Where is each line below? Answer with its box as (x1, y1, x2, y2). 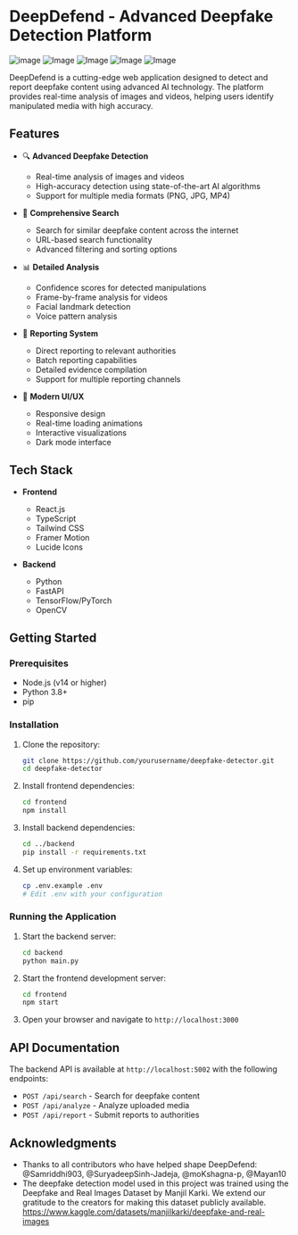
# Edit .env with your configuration (21, 890, 163, 899)
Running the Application (9, 910, 117, 923)
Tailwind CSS (35, 522, 85, 533)
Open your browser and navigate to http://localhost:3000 (21, 1015, 239, 1025)
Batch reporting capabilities (35, 354, 137, 365)
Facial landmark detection (35, 301, 131, 311)
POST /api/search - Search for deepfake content (21, 1090, 201, 1101)
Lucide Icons (35, 542, 83, 552)
